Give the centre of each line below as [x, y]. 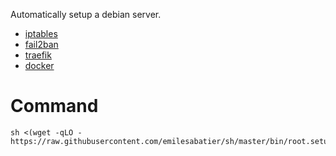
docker [39, 65]
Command [54, 106]
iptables [41, 33]
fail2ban [41, 44]
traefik [38, 55]
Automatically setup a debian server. [86, 14]
